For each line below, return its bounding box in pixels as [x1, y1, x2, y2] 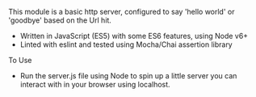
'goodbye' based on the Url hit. [8, 15, 111, 25]
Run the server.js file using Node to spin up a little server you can [19, 71, 237, 80]
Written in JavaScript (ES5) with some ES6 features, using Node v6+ [19, 32, 249, 40]
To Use [8, 56, 32, 65]
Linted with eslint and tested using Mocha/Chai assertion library [19, 40, 233, 49]
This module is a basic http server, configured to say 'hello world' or [8, 7, 235, 16]
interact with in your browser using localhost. [19, 80, 171, 89]
